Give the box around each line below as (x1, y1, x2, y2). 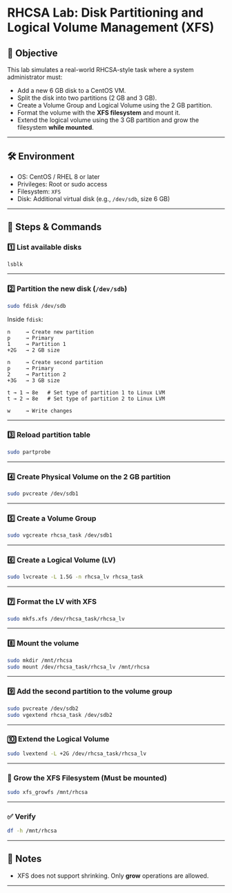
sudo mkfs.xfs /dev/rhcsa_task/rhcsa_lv (7, 615, 126, 622)
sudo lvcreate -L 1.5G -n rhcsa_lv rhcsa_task (7, 573, 144, 580)
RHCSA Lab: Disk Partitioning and (7, 5, 204, 21)
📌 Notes (7, 853, 42, 865)
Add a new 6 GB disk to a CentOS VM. (17, 87, 126, 94)
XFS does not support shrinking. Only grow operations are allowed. (17, 872, 209, 880)
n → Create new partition (7, 328, 95, 336)
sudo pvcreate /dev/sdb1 (7, 490, 79, 497)
